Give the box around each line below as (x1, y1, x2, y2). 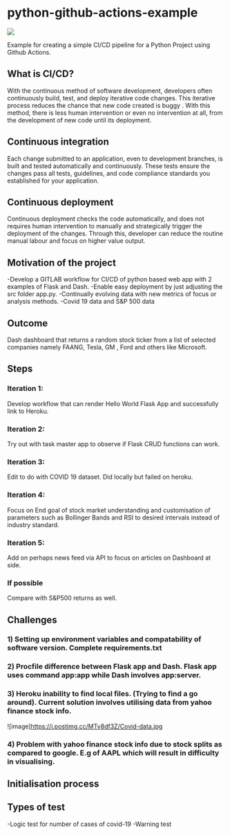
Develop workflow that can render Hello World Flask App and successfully (7, 399, 219, 407)
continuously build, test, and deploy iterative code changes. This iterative (7, 93, 215, 102)
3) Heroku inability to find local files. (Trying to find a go (7, 689, 198, 699)
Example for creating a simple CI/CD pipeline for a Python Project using (7, 40, 211, 49)
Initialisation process (7, 778, 99, 790)
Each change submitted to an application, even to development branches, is (7, 154, 223, 163)
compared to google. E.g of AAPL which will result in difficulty (7, 748, 220, 758)
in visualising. (7, 756, 55, 766)
